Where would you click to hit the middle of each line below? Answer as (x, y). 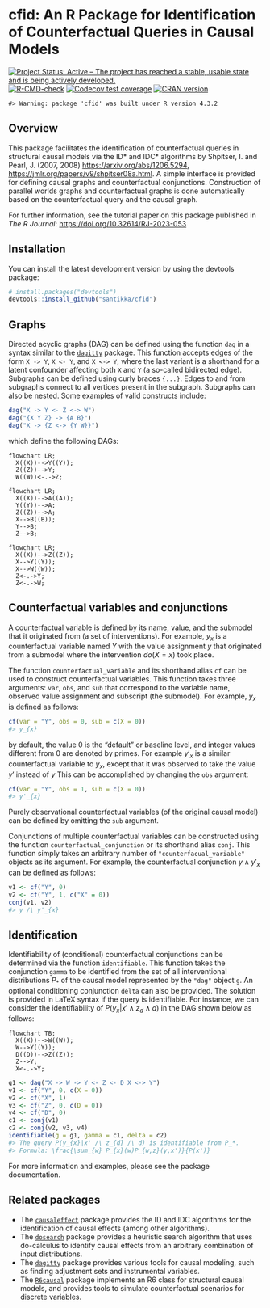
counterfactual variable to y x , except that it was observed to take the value (132, 764)
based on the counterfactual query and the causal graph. (103, 199)
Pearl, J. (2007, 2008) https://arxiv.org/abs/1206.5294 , (99, 165)
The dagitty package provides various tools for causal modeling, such (137, 1262)
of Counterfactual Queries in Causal (131, 32)
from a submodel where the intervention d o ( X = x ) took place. (111, 655)
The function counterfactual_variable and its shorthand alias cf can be (128, 671)
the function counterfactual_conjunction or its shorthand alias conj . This (129, 845)
